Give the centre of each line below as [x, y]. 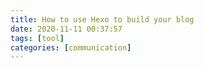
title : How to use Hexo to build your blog [102, 19]
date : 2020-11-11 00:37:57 [66, 29]
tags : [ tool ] [37, 38]
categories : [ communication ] [71, 47]
